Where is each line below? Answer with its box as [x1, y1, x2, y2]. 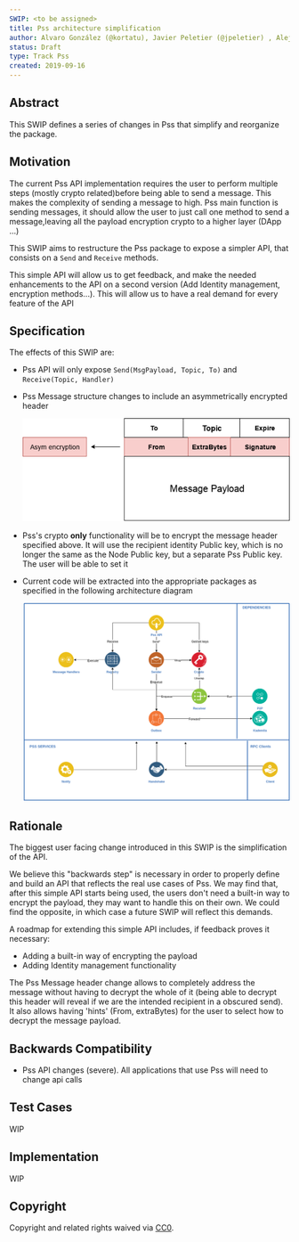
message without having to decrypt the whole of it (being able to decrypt [9, 987, 278, 998]
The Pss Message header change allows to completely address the [9, 977, 255, 988]
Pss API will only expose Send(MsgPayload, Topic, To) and [21, 364, 238, 375]
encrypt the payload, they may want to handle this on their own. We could [9, 897, 280, 908]
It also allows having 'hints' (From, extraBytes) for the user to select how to [9, 1006, 284, 1017]
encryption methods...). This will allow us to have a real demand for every [9, 288, 279, 298]
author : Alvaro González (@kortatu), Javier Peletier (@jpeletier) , [9, 33, 273, 42]
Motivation [9, 154, 71, 169]
